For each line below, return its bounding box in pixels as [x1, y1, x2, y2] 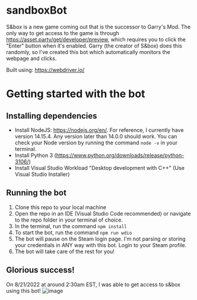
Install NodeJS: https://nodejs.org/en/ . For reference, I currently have [14, 126, 184, 134]
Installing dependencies [6, 110, 97, 121]
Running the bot [6, 188, 67, 198]
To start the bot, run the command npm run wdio [14, 229, 132, 236]
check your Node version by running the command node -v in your [14, 139, 178, 146]
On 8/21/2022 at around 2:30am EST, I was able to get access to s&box [6, 280, 181, 288]
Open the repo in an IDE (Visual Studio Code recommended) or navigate [14, 210, 191, 217]
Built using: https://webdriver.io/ [6, 66, 85, 73]
